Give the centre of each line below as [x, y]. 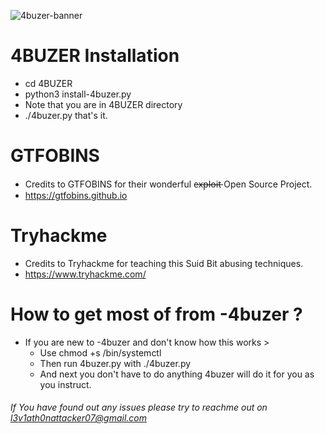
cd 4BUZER [48, 83]
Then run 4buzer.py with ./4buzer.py [115, 363]
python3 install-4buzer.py [78, 94]
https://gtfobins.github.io [76, 195]
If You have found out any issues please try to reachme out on [139, 407]
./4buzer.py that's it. [66, 115]
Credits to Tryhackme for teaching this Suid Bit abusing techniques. [164, 263]
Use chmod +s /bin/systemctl [100, 352]
